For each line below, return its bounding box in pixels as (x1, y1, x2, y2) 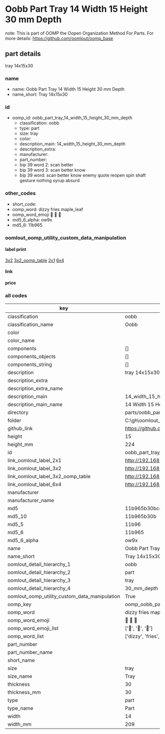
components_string (7, 361, 53, 368)
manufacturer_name (7, 497, 55, 504)
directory (7, 409, 28, 416)
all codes (5, 292, 27, 299)
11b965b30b (125, 513, 157, 520)
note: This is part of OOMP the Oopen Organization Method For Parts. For (5, 30, 154, 36)
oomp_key (7, 601, 32, 608)
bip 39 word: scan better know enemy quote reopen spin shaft (19, 172, 146, 178)
